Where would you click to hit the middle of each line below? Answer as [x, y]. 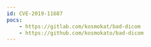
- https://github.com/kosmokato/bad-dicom [81, 33]
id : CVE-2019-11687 [35, 13]
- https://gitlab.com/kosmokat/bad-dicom [80, 26]
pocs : [14, 20]
